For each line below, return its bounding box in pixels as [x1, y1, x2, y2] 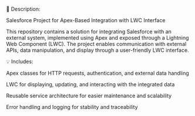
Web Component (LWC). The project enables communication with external [6, 41, 187, 47]
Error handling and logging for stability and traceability [6, 104, 138, 110]
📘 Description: [6, 6, 41, 12]
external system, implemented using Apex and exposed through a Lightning [6, 34, 189, 41]
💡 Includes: [6, 58, 33, 65]
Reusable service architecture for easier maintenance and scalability [6, 92, 172, 99]
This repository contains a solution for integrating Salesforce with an [6, 28, 172, 35]
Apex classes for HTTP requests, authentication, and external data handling [6, 70, 189, 76]
